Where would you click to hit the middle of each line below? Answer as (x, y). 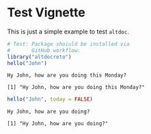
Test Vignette (46, 13)
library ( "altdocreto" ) (39, 57)
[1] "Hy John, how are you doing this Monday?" (76, 88)
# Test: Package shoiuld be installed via (68, 44)
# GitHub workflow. (44, 50)
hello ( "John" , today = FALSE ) (50, 99)
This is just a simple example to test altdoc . (68, 31)
